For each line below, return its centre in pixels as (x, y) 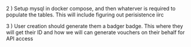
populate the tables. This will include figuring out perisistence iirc (85, 15)
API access (20, 38)
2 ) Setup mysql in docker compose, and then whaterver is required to (91, 9)
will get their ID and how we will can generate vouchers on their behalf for (95, 32)
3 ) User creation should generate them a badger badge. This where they (95, 26)
